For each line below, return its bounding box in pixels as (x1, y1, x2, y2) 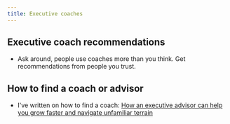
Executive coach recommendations (7, 36, 165, 48)
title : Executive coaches (7, 10, 83, 18)
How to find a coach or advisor (7, 82, 144, 95)
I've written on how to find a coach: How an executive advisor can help (17, 101, 223, 109)
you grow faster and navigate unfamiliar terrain (17, 109, 153, 117)
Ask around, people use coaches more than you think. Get (17, 55, 186, 63)
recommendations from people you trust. (17, 62, 137, 71)
